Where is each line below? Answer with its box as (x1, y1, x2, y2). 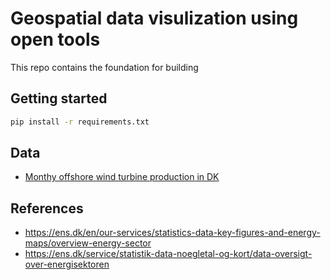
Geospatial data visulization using (10, 7, 299, 30)
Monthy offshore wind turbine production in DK (24, 171, 220, 183)
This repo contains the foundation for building (10, 61, 199, 73)
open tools (10, 28, 101, 51)
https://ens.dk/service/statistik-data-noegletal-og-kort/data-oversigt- (24, 248, 313, 260)
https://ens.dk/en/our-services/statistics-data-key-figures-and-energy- (24, 227, 321, 239)
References (10, 200, 84, 217)
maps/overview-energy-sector (24, 237, 152, 249)
